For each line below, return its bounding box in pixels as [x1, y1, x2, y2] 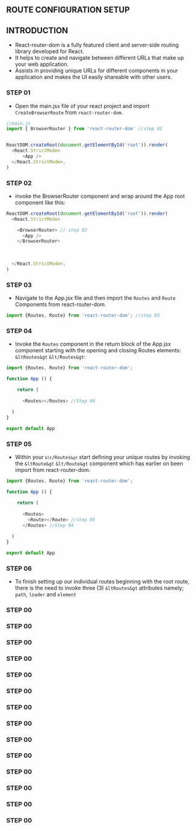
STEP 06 [6, 564, 32, 573]
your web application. [14, 60, 69, 68]
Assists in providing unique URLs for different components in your [14, 67, 179, 74]
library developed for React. [14, 48, 84, 55]
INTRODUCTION [6, 25, 69, 36]
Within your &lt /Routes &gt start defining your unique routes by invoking [14, 454, 191, 461]
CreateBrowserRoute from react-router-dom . [14, 109, 123, 116]
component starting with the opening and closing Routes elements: [14, 347, 182, 354]
